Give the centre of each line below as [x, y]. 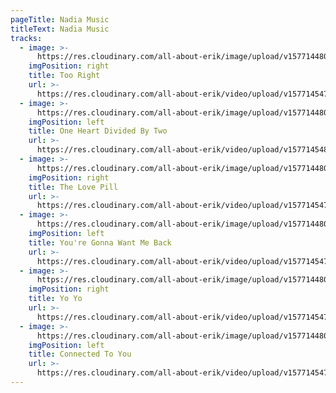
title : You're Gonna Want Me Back [100, 242]
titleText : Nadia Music [60, 29]
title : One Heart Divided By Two [98, 131]
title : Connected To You [80, 354]
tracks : [26, 38]
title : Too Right [64, 76]
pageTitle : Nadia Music [60, 19]
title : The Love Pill [73, 187]
